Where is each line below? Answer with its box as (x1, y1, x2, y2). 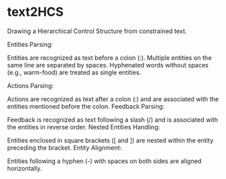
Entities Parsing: (7, 40, 53, 48)
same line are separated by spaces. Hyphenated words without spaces (7, 61, 209, 69)
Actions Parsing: (7, 81, 54, 89)
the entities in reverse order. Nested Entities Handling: (7, 123, 161, 131)
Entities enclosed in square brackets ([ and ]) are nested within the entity (7, 136, 214, 145)
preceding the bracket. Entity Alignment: (7, 143, 122, 151)
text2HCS (7, 4, 64, 20)
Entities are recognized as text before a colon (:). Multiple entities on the (7, 53, 212, 62)
